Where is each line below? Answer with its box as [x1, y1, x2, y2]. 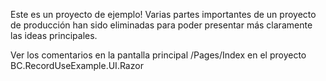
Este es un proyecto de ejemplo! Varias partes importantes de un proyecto [10, 9, 317, 20]
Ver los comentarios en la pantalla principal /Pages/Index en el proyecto [10, 49, 307, 61]
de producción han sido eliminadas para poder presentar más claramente [10, 19, 313, 31]
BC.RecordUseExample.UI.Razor [10, 60, 144, 71]
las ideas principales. [10, 30, 98, 41]
